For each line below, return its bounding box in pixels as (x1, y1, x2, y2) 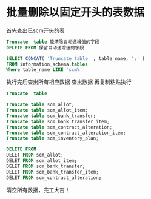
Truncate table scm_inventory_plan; (6, 135, 99, 141)
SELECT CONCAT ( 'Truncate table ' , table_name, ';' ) (6, 55, 146, 61)
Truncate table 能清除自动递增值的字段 (6, 39, 100, 45)
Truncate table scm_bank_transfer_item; (6, 118, 110, 124)
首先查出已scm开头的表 (6, 27, 65, 34)
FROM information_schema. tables (6, 61, 88, 67)
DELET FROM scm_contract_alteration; (6, 174, 102, 181)
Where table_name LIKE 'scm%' (6, 67, 83, 73)
